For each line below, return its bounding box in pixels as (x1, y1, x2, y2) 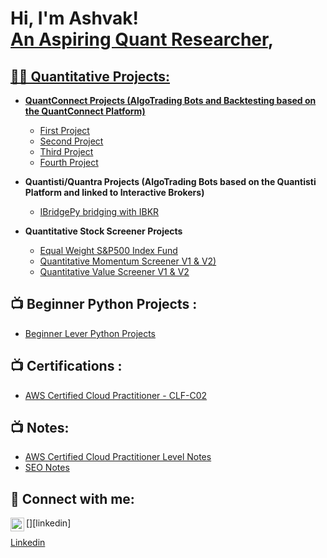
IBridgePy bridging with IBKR (39, 206, 160, 217)
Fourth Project (39, 157, 99, 168)
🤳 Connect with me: (10, 490, 135, 507)
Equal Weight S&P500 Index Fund (39, 245, 178, 256)
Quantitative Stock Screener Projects (24, 225, 183, 237)
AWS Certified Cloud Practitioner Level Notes (24, 451, 212, 463)
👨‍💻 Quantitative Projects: (10, 68, 171, 85)
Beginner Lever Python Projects (24, 327, 157, 339)
